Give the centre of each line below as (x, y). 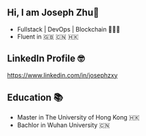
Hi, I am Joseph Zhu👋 (53, 13)
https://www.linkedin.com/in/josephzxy (62, 75)
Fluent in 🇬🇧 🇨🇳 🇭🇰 (48, 36)
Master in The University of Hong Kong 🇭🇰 (78, 117)
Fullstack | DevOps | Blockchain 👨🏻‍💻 (69, 29)
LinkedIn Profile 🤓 (46, 59)
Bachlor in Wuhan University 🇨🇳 (63, 125)
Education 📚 (35, 98)
